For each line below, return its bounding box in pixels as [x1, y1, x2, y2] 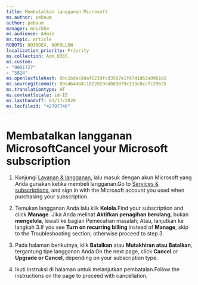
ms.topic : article [6, 36, 52, 42]
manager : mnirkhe [6, 25, 49, 32]
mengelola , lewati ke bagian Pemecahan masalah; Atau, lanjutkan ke [14, 217, 184, 225]
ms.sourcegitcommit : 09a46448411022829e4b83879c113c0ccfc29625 [6, 81, 167, 87]
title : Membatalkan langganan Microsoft [6, 8, 109, 15]
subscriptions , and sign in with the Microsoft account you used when [14, 186, 185, 194]
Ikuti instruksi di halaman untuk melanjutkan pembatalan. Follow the [14, 266, 180, 273]
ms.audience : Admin [6, 31, 55, 37]
